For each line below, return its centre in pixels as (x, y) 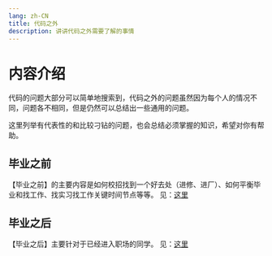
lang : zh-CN (28, 16)
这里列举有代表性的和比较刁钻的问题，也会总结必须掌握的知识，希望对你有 (133, 125)
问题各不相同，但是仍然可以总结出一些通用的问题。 (108, 108)
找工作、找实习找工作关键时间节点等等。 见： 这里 (105, 195)
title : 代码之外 (33, 24)
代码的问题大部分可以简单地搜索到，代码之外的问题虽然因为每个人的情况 (129, 98)
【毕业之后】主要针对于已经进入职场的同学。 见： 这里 (98, 244)
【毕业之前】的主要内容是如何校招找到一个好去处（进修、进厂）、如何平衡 (131, 184)
